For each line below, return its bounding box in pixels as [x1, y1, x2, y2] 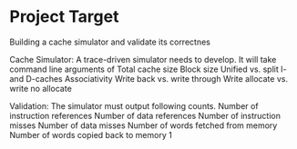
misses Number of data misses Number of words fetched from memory [9, 120, 278, 131]
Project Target [9, 6, 119, 27]
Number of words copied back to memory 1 [9, 129, 173, 140]
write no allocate [9, 83, 73, 94]
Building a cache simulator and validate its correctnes [9, 36, 211, 47]
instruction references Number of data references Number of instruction [9, 110, 281, 121]
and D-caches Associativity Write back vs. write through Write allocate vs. [9, 73, 289, 84]
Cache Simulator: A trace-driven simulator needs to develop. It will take [9, 54, 277, 65]
